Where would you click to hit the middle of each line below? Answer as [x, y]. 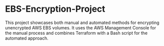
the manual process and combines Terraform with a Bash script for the [76, 33]
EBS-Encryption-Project [55, 9]
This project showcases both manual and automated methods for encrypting [82, 23]
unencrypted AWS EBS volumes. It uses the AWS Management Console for [81, 27]
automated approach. [27, 38]
